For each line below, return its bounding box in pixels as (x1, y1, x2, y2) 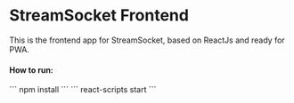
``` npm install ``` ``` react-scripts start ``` (9, 84, 157, 95)
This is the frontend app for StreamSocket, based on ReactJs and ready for (9, 35, 285, 45)
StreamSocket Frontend (9, 5, 190, 26)
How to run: (9, 64, 53, 75)
